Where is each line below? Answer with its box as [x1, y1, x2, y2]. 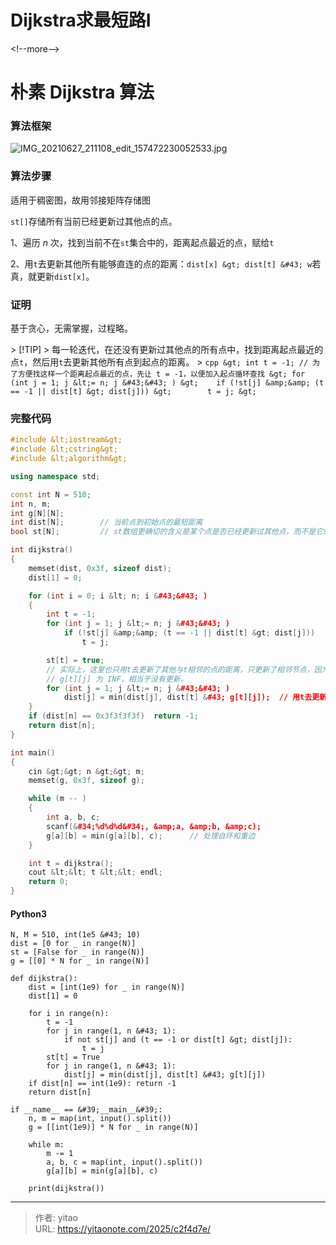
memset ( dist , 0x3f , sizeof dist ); [28, 563, 172, 573]
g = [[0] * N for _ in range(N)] [10, 956, 150, 966]
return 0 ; [28, 877, 70, 887]
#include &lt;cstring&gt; [10, 444, 118, 455]
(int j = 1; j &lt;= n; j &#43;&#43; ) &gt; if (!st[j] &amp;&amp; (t [10, 378, 325, 388]
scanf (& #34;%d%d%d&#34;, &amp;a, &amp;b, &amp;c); [46, 821, 262, 831]
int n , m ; [10, 499, 52, 509]
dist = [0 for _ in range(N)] [10, 939, 137, 949]
